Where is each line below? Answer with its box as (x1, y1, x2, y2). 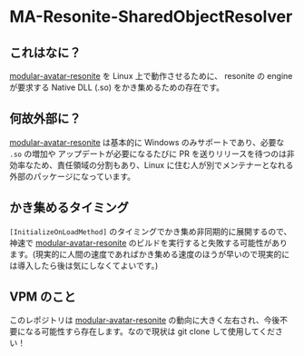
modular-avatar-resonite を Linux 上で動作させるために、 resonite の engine (9, 71, 293, 81)
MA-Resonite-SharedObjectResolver (9, 6, 293, 27)
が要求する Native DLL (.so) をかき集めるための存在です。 (9, 82, 225, 93)
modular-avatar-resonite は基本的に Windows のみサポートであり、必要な (9, 136, 285, 147)
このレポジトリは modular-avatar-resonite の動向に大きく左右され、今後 (9, 315, 280, 326)
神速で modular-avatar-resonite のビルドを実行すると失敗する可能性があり (9, 237, 289, 248)
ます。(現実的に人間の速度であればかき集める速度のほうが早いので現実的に (9, 248, 290, 260)
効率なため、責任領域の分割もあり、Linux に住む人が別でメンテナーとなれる (9, 159, 294, 170)
